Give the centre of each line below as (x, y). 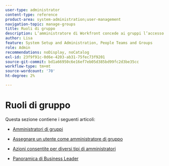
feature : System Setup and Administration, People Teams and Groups (79, 43)
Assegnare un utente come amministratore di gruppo (68, 139)
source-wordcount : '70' (30, 71)
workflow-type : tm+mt (28, 66)
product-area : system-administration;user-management (63, 19)
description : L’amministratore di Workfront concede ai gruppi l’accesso (85, 33)
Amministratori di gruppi (38, 129)
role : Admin (18, 48)
